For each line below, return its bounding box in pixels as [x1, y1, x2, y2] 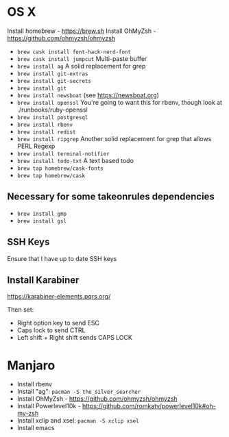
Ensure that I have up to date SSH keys [7, 254, 117, 262]
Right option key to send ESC [16, 319, 99, 327]
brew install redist [16, 128, 76, 136]
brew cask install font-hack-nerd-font [16, 49, 132, 55]
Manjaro [7, 358, 56, 373]
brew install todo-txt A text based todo [16, 156, 134, 164]
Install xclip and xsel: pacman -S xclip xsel [16, 416, 139, 425]
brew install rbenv [16, 121, 73, 128]
